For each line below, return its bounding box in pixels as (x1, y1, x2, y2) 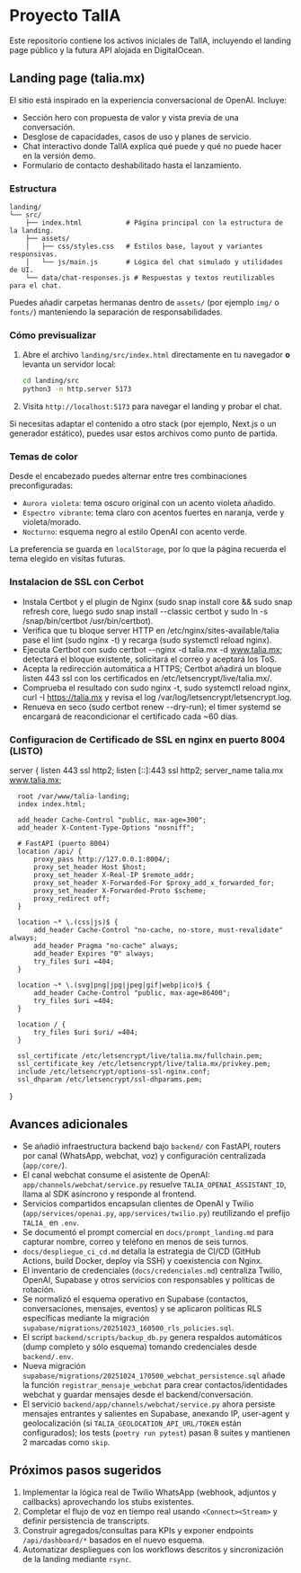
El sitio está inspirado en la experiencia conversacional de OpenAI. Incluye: (9, 94, 288, 105)
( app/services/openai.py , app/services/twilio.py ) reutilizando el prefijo (22, 1207, 290, 1218)
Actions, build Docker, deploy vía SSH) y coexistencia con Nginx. (22, 1255, 263, 1266)
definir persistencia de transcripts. (22, 1515, 150, 1526)
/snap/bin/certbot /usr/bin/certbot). (22, 615, 154, 626)
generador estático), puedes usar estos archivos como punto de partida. (9, 428, 279, 439)
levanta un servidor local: (22, 359, 117, 369)
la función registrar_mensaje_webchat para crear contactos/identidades (22, 1379, 288, 1390)
